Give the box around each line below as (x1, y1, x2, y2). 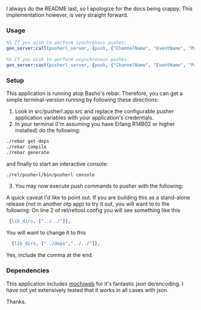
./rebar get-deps (6, 138, 50, 144)
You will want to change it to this (6, 229, 86, 237)
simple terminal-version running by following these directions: (6, 96, 159, 103)
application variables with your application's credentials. (14, 113, 154, 121)
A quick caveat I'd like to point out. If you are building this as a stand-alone (6, 194, 190, 201)
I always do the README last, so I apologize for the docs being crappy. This (6, 5, 193, 12)
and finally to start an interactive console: (6, 160, 108, 167)
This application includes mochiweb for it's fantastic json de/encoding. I (6, 280, 184, 287)
